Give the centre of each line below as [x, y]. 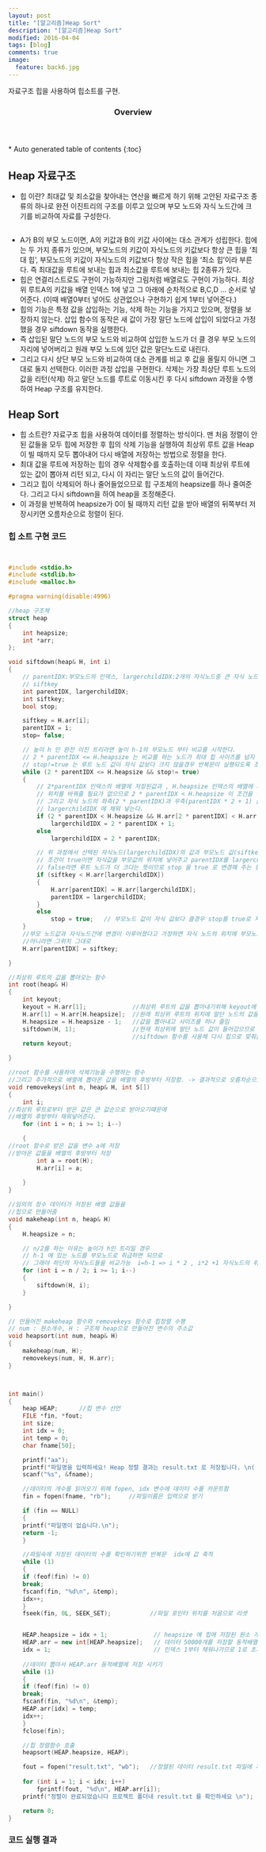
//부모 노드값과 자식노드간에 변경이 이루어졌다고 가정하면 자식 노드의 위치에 [130, 934]
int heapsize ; [46, 633]
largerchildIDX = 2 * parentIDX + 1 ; [113, 824]
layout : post [30, 15]
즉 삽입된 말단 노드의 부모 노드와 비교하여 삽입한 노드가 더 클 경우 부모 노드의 [138, 339]
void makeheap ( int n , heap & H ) [60, 1219]
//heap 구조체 [29, 611]
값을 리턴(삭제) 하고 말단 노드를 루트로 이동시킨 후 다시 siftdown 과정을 [129, 379]
